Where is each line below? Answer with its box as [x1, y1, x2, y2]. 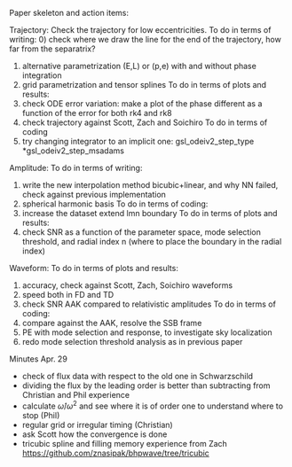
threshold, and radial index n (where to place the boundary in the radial [21, 237, 282, 246]
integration [21, 70, 62, 81]
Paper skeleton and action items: [9, 8, 130, 18]
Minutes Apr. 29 [9, 354, 68, 364]
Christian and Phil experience [21, 390, 130, 400]
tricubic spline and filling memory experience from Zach [21, 438, 228, 448]
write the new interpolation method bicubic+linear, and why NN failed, [21, 180, 279, 190]
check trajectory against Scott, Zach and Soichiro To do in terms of [21, 117, 268, 128]
